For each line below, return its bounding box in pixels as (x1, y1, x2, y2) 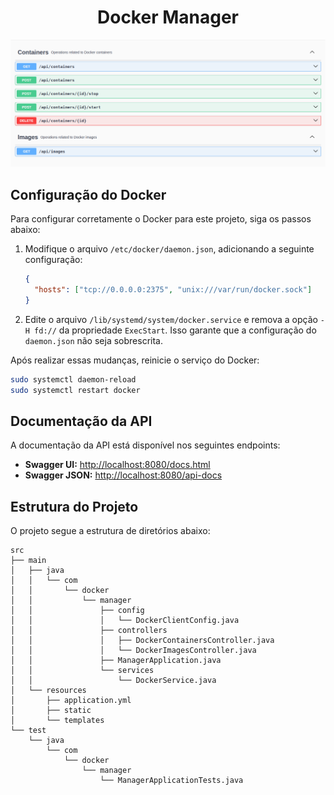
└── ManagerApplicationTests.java (99, 776, 244, 786)
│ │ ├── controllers (10, 626, 168, 636)
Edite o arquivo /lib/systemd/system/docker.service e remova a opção (24, 313, 318, 325)
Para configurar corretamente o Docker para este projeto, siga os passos (10, 213, 312, 225)
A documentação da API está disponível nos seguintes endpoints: (10, 439, 281, 451)
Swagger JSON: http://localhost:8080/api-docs (24, 469, 223, 481)
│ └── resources (10, 686, 87, 696)
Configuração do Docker (10, 186, 167, 203)
